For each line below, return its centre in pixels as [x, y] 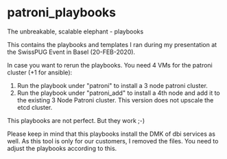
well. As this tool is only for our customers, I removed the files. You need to [113, 141]
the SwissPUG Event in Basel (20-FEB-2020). [71, 52]
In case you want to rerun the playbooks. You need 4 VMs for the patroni [110, 65]
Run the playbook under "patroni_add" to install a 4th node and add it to [119, 93]
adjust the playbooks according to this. [62, 148]
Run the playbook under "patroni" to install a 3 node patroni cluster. [112, 85]
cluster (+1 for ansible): [40, 72]
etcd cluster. [35, 107]
